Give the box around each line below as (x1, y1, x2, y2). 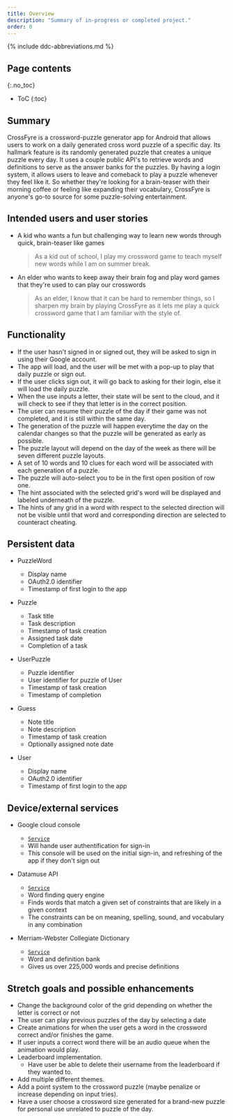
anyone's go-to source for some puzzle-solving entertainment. (7, 192, 188, 201)
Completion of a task (27, 642, 88, 650)
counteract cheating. (17, 517, 78, 527)
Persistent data (7, 538, 75, 550)
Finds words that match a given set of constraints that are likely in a (27, 898, 221, 907)
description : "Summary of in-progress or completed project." (7, 17, 191, 24)
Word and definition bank (27, 955, 101, 963)
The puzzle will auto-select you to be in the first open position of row (17, 474, 216, 482)
